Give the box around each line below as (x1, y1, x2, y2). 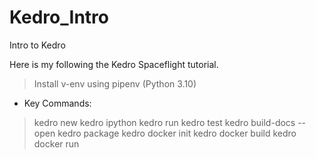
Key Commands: (23, 97, 92, 109)
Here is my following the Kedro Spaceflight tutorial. (9, 58, 219, 70)
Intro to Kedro (9, 39, 66, 51)
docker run (33, 137, 80, 150)
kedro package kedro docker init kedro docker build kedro (57, 127, 297, 139)
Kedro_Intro (9, 6, 109, 29)
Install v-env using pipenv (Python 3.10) (33, 77, 197, 90)
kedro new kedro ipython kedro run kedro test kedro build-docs (33, 116, 296, 128)
